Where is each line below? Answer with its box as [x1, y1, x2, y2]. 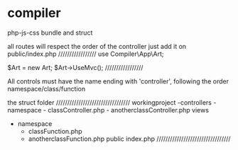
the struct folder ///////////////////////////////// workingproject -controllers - [7, 98, 217, 107]
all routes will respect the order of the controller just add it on [7, 42, 187, 50]
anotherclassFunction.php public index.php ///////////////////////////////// [28, 134, 231, 143]
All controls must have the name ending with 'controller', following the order [7, 76, 229, 86]
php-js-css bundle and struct [7, 28, 93, 37]
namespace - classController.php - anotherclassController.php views [7, 105, 210, 114]
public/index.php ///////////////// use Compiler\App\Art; [7, 50, 165, 58]
